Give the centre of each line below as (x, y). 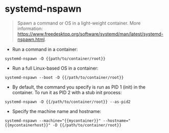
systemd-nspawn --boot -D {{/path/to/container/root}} (64, 77)
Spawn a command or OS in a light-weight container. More (79, 23)
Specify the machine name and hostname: (57, 111)
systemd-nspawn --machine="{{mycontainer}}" (53, 121)
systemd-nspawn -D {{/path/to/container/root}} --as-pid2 (68, 102)
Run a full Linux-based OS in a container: (55, 68)
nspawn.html (31, 39)
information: (30, 28)
